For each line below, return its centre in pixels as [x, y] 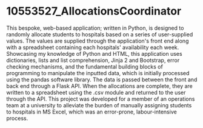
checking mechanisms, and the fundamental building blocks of [85, 66]
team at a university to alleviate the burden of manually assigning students [99, 105]
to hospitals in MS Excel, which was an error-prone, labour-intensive [92, 112]
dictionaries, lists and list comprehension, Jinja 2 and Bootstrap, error [93, 60]
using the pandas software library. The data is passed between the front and [102, 79]
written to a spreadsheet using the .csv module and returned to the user [96, 92]
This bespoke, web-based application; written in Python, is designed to [95, 28]
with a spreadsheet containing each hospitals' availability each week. [93, 47]
